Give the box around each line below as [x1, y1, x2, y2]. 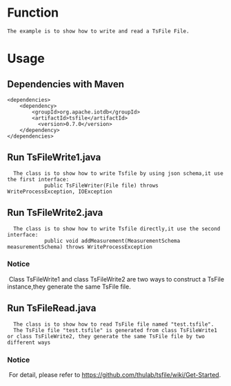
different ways [7, 339, 51, 346]
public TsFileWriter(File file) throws [43, 182, 159, 189]
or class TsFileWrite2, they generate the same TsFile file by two [7, 333, 205, 340]
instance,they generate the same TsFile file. [7, 282, 131, 291]
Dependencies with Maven [7, 78, 125, 90]
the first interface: [7, 176, 70, 183]
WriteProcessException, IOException [7, 188, 112, 195]
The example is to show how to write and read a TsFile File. [7, 28, 190, 35]
